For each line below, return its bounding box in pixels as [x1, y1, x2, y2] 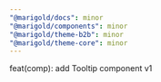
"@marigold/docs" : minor [9, 13, 104, 23]
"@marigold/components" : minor [9, 22, 128, 31]
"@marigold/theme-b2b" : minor [9, 30, 125, 39]
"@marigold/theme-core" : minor [9, 38, 128, 48]
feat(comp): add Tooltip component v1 [9, 63, 153, 74]
